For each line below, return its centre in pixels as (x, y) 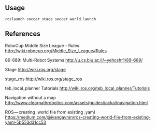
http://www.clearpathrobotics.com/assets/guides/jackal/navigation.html (77, 102)
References (23, 34)
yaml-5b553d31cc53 (26, 122)
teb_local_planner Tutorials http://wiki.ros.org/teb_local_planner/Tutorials (78, 88)
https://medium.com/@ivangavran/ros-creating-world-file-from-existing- (78, 117)
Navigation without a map (30, 97)
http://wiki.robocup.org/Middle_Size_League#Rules (56, 51)
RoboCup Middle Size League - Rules (42, 45)
